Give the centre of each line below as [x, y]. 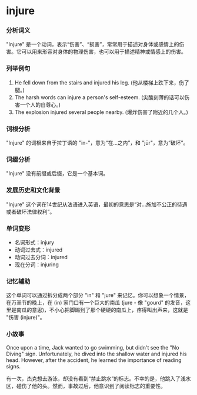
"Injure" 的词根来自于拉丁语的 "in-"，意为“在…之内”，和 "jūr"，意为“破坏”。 [97, 143]
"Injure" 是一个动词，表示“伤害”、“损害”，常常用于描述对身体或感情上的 [93, 44]
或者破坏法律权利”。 [31, 211]
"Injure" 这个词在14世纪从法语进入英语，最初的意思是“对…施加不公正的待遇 [97, 204]
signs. [14, 366]
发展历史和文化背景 [33, 190]
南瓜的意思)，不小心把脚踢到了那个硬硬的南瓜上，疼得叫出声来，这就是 [102, 310]
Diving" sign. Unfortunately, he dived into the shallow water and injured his [96, 354]
